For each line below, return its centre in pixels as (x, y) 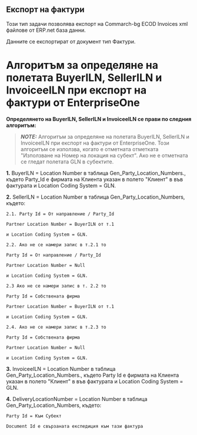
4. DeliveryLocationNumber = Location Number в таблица (77, 399)
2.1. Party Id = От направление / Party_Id (60, 214)
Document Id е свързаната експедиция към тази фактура (75, 426)
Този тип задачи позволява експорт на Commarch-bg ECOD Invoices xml (97, 24)
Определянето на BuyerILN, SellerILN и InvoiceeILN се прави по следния (99, 119)
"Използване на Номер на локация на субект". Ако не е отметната (104, 155)
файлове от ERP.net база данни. (46, 30)
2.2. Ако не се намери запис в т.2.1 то (56, 245)
